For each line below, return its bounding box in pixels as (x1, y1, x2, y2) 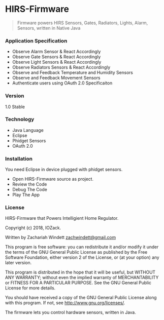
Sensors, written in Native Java (17, 25, 81, 31)
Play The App (12, 192, 40, 198)
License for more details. (5, 285, 56, 291)
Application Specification (5, 37, 67, 44)
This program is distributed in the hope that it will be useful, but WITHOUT (5, 269, 156, 275)
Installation (5, 155, 33, 162)
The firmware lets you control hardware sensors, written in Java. (5, 310, 136, 316)
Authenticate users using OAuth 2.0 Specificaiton (12, 80, 112, 86)
